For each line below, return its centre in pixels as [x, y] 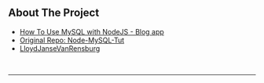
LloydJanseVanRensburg [60, 48]
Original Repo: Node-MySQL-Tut [72, 40]
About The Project [54, 13]
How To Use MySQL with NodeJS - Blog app [92, 31]
